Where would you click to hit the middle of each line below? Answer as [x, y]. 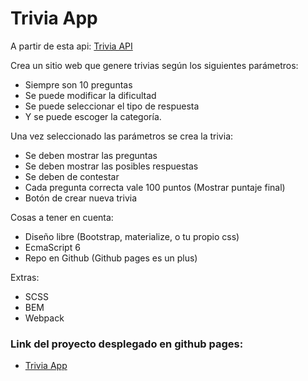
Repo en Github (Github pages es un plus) [111, 258]
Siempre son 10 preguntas [78, 84]
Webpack [44, 318]
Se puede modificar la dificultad [90, 95]
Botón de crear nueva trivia [81, 198]
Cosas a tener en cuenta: [62, 217]
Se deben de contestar [72, 176]
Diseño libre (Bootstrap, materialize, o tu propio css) [132, 236]
